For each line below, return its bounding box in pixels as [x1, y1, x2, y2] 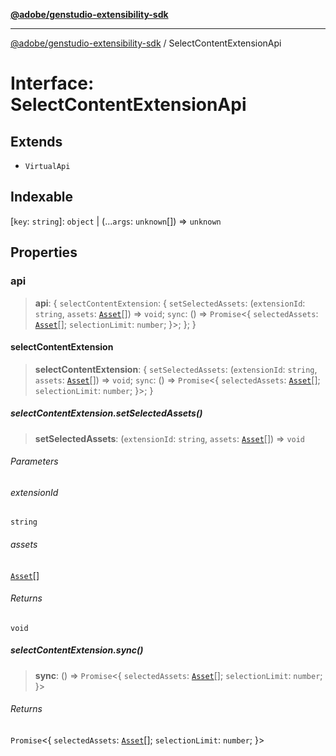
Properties [10, 244, 78, 261]
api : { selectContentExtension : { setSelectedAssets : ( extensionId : [34, 297, 306, 309]
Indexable [10, 189, 74, 206]
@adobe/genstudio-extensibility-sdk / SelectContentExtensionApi [10, 37, 282, 49]
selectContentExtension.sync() [10, 644, 144, 656]
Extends [10, 133, 63, 150]
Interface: [10, 72, 95, 95]
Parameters [10, 455, 59, 468]
